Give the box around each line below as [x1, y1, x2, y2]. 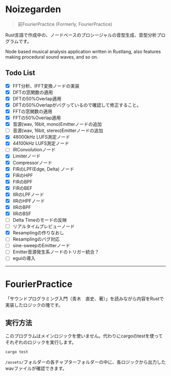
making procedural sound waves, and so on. [5, 53, 98, 60]
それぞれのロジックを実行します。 [5, 339, 76, 345]
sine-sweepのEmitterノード [12, 243, 70, 249]
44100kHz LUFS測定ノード [12, 140, 70, 146]
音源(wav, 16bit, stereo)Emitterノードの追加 [12, 127, 103, 133]
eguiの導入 [12, 255, 36, 261]
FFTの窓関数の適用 [12, 109, 52, 114]
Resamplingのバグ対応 [12, 236, 60, 243]
